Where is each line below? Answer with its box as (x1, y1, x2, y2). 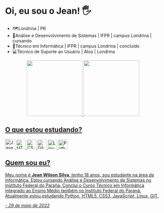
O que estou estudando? (5, 126, 82, 134)
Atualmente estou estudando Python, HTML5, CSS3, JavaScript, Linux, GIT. (5, 193, 159, 199)
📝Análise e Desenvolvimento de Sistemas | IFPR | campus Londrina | (12, 32, 152, 39)
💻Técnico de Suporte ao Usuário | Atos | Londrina (12, 48, 115, 54)
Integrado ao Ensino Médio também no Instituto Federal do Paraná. (5, 187, 142, 193)
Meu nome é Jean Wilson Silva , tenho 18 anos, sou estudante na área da (5, 171, 154, 177)
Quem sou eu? (5, 159, 51, 167)
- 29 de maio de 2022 (5, 202, 50, 208)
